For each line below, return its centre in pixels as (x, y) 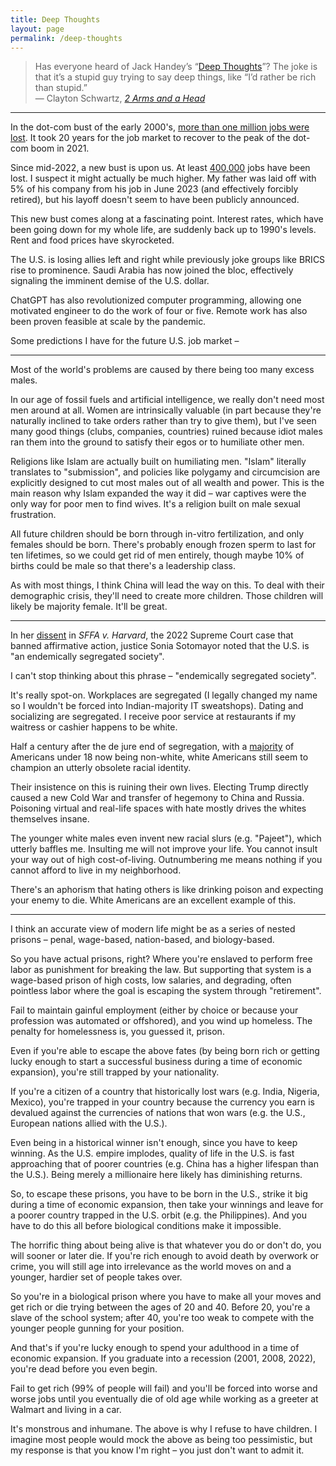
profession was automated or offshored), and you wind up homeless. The (161, 1021)
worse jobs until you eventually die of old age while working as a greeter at (164, 1399)
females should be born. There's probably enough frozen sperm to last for (163, 545)
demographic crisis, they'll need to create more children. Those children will (167, 596)
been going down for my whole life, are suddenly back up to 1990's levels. (163, 230)
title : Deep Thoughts (55, 19)
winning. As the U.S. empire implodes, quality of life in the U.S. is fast (152, 1153)
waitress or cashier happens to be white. (94, 727)
